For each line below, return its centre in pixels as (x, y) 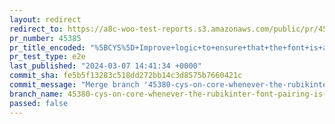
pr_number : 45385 (45, 38)
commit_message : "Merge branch (74, 85)
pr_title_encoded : (47, 47)
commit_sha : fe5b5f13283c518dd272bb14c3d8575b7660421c (126, 76)
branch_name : (36, 94)
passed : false (39, 103)
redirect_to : (36, 29)
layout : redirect (45, 19)
